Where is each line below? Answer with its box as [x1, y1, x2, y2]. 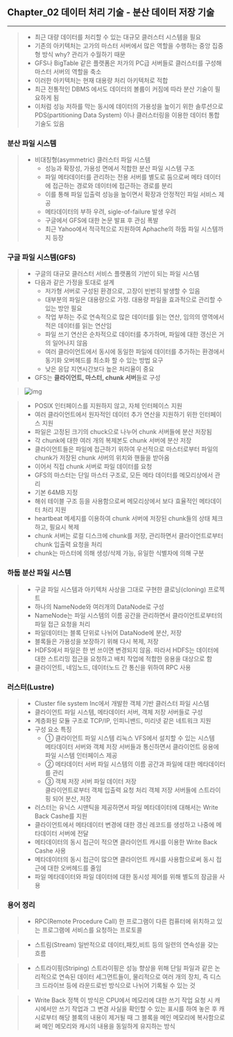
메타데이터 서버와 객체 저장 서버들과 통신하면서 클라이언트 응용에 [44, 742, 220, 751]
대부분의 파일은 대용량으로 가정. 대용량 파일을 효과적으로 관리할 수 [44, 295, 223, 304]
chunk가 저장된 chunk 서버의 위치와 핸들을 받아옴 [34, 453, 170, 462]
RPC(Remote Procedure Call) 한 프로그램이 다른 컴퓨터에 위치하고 [34, 917, 216, 925]
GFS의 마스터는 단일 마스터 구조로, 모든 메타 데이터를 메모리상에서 [34, 471, 214, 480]
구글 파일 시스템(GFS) [7, 252, 76, 262]
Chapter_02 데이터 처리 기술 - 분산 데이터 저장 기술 [7, 6, 215, 19]
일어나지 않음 [52, 339, 88, 347]
